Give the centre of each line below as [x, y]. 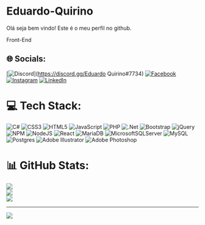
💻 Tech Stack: [44, 106]
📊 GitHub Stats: [48, 165]
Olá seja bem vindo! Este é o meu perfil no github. [69, 28]
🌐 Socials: [26, 59]
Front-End [19, 40]
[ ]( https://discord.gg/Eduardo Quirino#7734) [75, 74]
